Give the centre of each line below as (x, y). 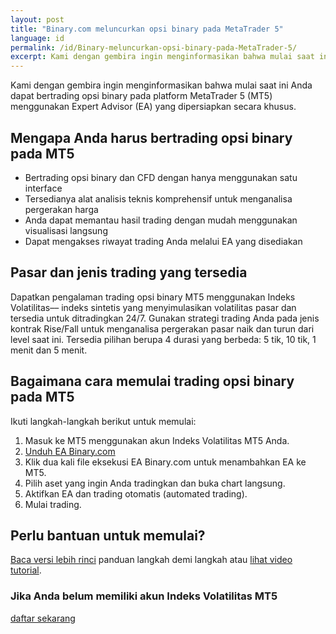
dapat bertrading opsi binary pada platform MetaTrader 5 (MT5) (141, 96)
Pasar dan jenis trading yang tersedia (129, 272)
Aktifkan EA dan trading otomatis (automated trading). (136, 493)
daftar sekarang (43, 618)
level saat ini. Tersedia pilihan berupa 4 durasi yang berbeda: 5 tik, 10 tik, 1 (163, 339)
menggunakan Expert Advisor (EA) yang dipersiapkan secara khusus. (153, 107)
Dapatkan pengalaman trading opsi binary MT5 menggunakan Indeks (153, 297)
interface (43, 188)
